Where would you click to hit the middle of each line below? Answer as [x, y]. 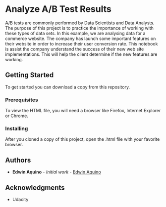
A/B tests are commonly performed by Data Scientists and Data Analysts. [80, 23]
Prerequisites [22, 100]
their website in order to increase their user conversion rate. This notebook [82, 43]
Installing [17, 128]
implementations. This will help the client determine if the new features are [81, 54]
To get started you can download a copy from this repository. [68, 87]
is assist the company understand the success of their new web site [75, 49]
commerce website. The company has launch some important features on [81, 39]
